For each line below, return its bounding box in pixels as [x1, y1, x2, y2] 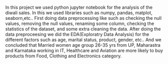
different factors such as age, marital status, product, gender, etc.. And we [5, 37, 162, 43]
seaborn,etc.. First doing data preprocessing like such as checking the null [5, 15, 162, 21]
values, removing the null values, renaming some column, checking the [5, 20, 154, 26]
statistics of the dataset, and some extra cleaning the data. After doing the [5, 26, 161, 32]
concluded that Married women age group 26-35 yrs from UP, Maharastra [5, 42, 161, 48]
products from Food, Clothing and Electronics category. [5, 53, 122, 59]
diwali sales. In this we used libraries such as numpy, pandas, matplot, [5, 10, 153, 16]
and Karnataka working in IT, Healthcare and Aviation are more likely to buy [5, 48, 163, 53]
